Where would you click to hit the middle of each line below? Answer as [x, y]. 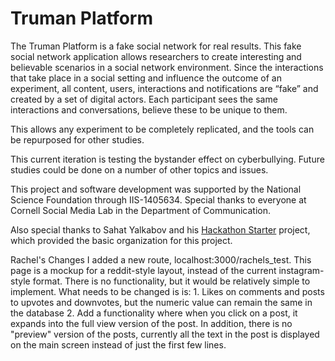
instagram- [301, 270]
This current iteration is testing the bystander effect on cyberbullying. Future [167, 159]
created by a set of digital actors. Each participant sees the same [144, 99]
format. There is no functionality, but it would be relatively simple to [171, 281]
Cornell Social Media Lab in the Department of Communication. [141, 210]
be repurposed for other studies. [77, 139]
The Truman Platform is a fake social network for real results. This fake [156, 46]
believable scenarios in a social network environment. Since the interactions [167, 67]
